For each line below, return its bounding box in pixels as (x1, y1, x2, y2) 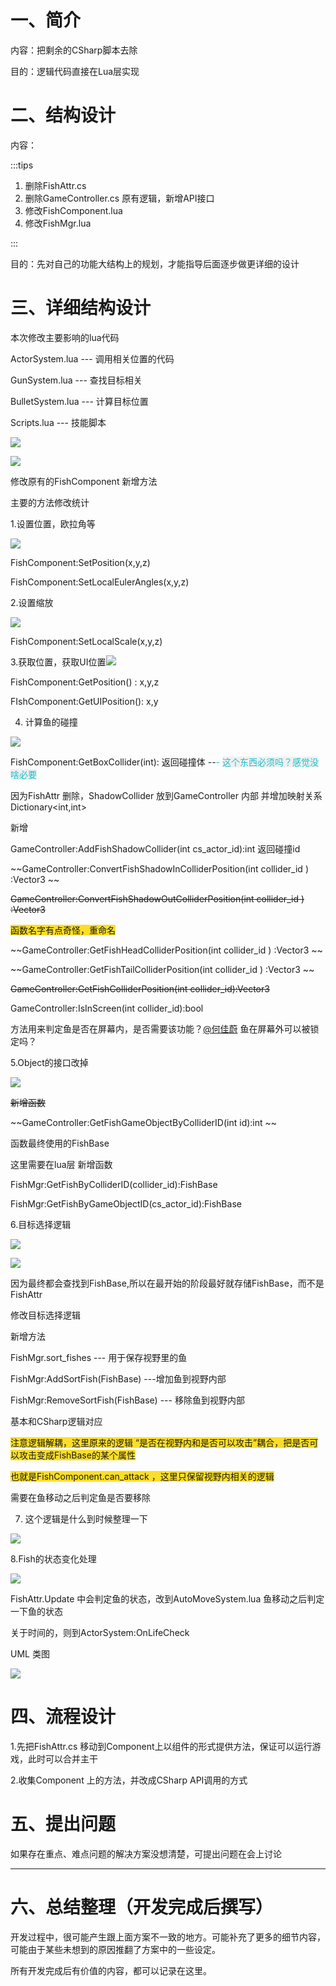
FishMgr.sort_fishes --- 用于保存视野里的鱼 (10, 1351, 188, 1363)
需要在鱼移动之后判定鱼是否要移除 (10, 1491, 151, 1503)
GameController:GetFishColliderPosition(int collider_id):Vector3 (10, 982, 270, 995)
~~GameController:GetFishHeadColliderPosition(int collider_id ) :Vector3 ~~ (10, 944, 323, 956)
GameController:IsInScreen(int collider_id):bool (10, 1002, 204, 1014)
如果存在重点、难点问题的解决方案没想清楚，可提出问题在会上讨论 (10, 1847, 282, 1860)
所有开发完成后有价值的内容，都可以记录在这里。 (10, 1964, 212, 1976)
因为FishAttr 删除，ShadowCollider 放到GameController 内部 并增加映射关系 (10, 789, 323, 801)
